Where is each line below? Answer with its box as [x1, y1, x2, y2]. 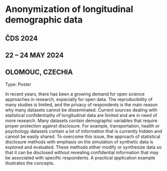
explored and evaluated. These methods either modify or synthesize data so [5, 144, 162, 150]
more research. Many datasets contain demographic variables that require [5, 117, 158, 123]
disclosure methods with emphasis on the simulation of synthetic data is [5, 138, 154, 144]
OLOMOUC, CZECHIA [5, 68, 73, 76]
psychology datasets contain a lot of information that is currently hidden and [5, 128, 163, 134]
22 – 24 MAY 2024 [5, 51, 64, 59]
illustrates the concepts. [5, 160, 55, 166]
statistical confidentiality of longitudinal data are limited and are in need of [5, 112, 158, 118]
